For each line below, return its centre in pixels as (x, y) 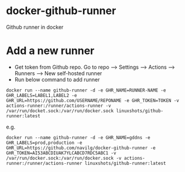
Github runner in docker (35, 27)
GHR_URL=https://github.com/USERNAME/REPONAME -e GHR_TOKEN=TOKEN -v (93, 100)
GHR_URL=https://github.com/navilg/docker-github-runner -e (81, 148)
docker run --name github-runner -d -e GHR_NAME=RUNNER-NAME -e (86, 90)
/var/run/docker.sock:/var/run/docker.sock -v (64, 158)
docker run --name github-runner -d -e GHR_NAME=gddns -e (78, 137)
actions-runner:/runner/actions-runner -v (59, 106)
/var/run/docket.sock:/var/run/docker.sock (60, 111)
